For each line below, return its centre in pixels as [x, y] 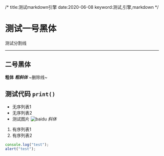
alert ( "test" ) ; [20, 149]
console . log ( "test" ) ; [27, 145]
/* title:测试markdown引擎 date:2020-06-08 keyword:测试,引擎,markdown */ [82, 7]
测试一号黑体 [31, 29]
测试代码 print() [30, 94]
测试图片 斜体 [34, 119]
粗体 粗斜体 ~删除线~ [26, 77]
